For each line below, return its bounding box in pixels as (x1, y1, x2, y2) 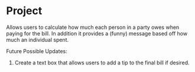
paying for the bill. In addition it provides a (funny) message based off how (6, 30, 188, 37)
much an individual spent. (6, 36, 69, 43)
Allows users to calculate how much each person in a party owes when (6, 24, 180, 31)
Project (6, 4, 43, 18)
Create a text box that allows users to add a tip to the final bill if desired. (14, 59, 190, 66)
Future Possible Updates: (6, 47, 68, 54)
